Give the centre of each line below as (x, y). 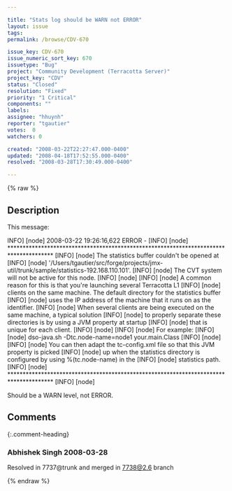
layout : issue (28, 26)
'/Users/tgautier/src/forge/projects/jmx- (106, 262)
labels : (19, 111)
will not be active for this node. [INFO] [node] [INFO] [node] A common (109, 278)
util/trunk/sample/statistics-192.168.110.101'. (69, 270)
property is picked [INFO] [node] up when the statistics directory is (104, 352)
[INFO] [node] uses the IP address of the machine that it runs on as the (109, 300)
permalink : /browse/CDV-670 (48, 39)
